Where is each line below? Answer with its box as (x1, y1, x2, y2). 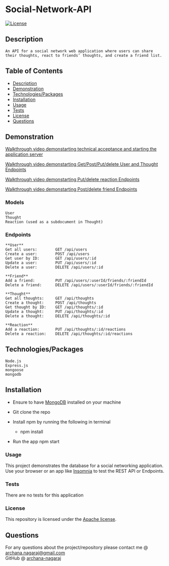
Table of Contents (5, 67, 63, 76)
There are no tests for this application (5, 492, 84, 498)
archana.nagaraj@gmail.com (5, 550, 65, 556)
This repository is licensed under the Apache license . (5, 516, 117, 522)
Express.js (5, 363, 28, 368)
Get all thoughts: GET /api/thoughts (5, 296, 94, 301)
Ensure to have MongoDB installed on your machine (12, 399, 121, 405)
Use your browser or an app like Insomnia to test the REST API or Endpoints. (5, 468, 164, 474)
